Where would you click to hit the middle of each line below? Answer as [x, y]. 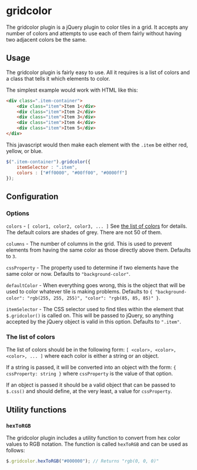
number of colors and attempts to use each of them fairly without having [94, 33]
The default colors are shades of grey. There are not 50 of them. [84, 232]
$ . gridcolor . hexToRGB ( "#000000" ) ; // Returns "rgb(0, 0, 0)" [83, 461]
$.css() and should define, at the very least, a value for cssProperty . [89, 391]
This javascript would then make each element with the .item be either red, [97, 145]
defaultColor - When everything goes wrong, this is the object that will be [96, 285]
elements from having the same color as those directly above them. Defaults [98, 250]
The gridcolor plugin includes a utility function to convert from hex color [93, 438]
